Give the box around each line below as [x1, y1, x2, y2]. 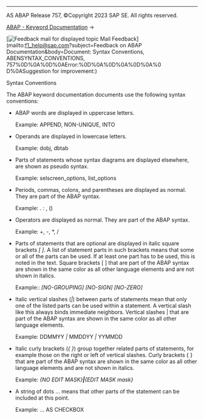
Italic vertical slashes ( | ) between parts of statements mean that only [15, 296, 187, 302]
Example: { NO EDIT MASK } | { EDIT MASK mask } [15, 376, 134, 383]
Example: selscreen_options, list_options [15, 174, 117, 182]
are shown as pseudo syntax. [15, 163, 89, 170]
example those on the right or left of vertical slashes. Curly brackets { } [15, 352, 193, 358]
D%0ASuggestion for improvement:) [6, 67, 97, 75]
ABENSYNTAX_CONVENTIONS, [6, 55, 85, 61]
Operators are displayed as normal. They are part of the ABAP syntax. [15, 216, 190, 223]
